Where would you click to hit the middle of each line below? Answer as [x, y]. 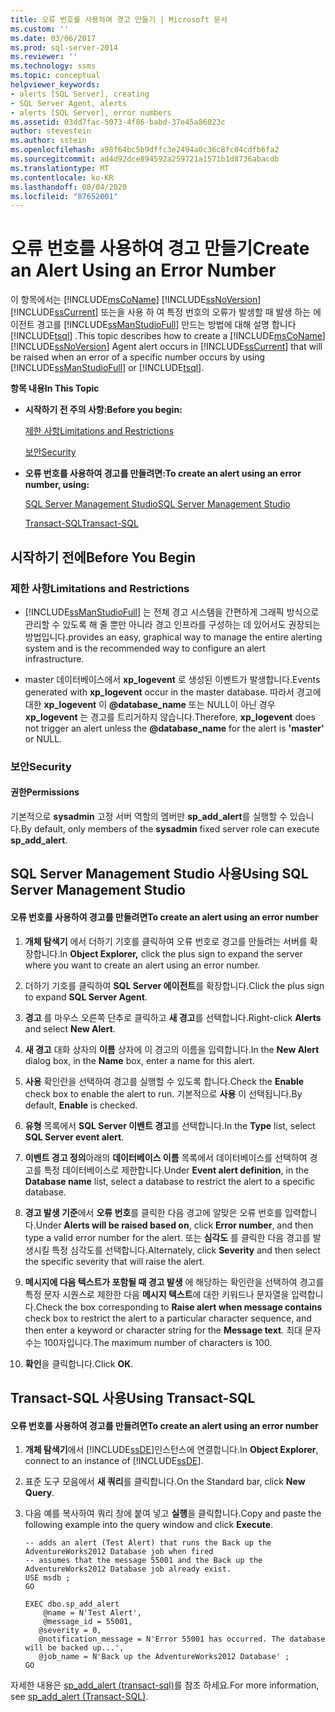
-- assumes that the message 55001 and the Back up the [143, 1561]
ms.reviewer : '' [44, 57]
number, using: [57, 485]
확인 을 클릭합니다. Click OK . [79, 1363]
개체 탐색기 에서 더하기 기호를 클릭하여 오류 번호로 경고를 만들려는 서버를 [166, 941]
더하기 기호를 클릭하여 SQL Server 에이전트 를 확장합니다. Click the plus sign [174, 985]
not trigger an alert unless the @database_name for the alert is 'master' [174, 728]
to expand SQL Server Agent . [86, 997]
